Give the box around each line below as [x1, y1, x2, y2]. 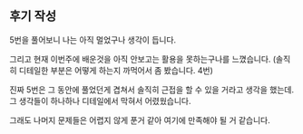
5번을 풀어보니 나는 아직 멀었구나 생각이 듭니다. [9, 34, 177, 45]
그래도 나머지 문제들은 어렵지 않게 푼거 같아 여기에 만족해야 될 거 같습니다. [9, 114, 270, 125]
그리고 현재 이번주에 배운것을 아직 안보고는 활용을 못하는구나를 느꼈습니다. [9, 53, 271, 64]
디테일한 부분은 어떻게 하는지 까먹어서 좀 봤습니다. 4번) [18, 64, 213, 75]
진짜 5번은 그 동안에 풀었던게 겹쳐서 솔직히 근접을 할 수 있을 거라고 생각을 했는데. [9, 84, 295, 95]
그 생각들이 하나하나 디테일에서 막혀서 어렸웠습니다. [9, 95, 191, 106]
